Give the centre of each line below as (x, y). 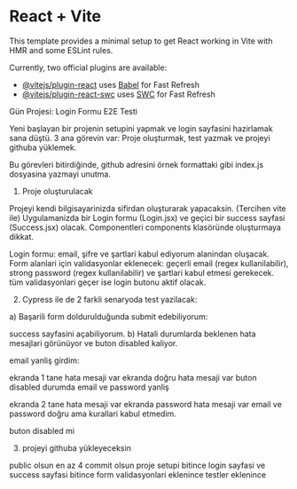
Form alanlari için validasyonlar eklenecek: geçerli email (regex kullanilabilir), (149, 263)
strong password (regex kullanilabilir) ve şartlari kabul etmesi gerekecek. (142, 272)
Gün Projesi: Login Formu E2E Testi (73, 111)
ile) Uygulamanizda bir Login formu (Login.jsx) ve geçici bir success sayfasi (147, 217)
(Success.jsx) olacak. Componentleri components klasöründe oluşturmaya (145, 227)
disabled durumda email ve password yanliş (90, 387)
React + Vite (55, 16)
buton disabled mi (42, 430)
